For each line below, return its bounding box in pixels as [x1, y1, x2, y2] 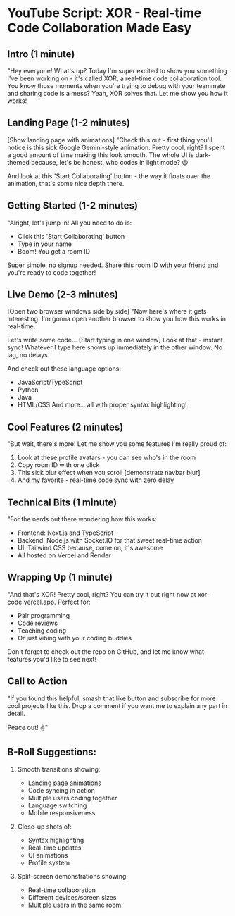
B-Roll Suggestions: [7, 746, 97, 758]
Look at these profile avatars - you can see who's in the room [17, 453, 196, 462]
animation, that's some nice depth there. [7, 179, 125, 187]
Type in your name [17, 240, 72, 248]
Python [17, 385, 39, 394]
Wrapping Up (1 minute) [7, 571, 113, 583]
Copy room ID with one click [17, 461, 100, 469]
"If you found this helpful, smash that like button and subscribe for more [7, 694, 216, 703]
